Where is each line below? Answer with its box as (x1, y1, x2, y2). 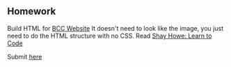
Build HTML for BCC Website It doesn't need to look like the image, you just (7, 24, 224, 32)
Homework (7, 6, 56, 17)
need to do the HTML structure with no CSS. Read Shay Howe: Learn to (7, 31, 212, 40)
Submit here (7, 52, 42, 61)
